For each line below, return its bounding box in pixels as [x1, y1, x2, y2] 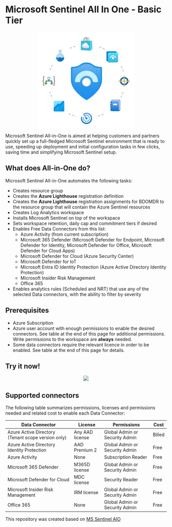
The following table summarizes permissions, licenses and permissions [5, 405, 156, 411]
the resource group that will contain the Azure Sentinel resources [12, 204, 150, 210]
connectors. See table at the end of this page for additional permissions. [12, 330, 165, 337]
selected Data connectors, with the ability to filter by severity [12, 291, 142, 297]
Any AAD [74, 429, 93, 435]
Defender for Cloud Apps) [20, 248, 75, 254]
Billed [153, 431, 165, 438]
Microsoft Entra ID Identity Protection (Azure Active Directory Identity [20, 263, 166, 270]
